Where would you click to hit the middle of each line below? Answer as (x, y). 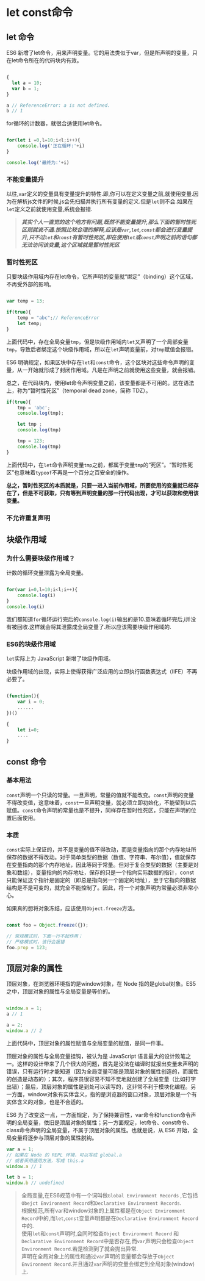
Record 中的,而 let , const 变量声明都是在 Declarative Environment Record (110, 1218)
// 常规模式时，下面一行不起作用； (45, 936)
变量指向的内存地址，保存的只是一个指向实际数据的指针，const (115, 872)
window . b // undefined (35, 1183)
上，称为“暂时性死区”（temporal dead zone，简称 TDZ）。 (79, 390)
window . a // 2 (24, 1031)
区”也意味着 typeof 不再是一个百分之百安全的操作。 (69, 472)
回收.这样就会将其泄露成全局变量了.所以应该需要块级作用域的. (94, 626)
